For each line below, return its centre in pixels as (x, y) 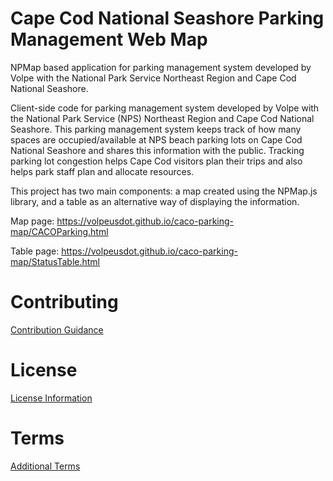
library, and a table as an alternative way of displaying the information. (155, 201)
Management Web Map (109, 39)
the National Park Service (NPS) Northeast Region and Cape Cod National (162, 118)
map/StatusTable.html (55, 261)
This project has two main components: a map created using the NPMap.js (164, 191)
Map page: (32, 221)
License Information (51, 398)
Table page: (35, 251)
